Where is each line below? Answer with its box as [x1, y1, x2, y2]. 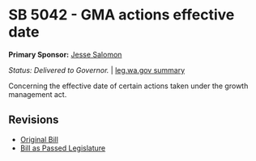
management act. [8, 89, 67, 99]
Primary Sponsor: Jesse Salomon [8, 49, 122, 59]
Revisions [8, 113, 59, 127]
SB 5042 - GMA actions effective [8, 6, 235, 24]
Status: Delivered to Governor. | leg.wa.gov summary [8, 65, 186, 74]
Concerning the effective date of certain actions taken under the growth [8, 81, 249, 91]
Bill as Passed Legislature [19, 143, 106, 153]
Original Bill [19, 134, 59, 144]
